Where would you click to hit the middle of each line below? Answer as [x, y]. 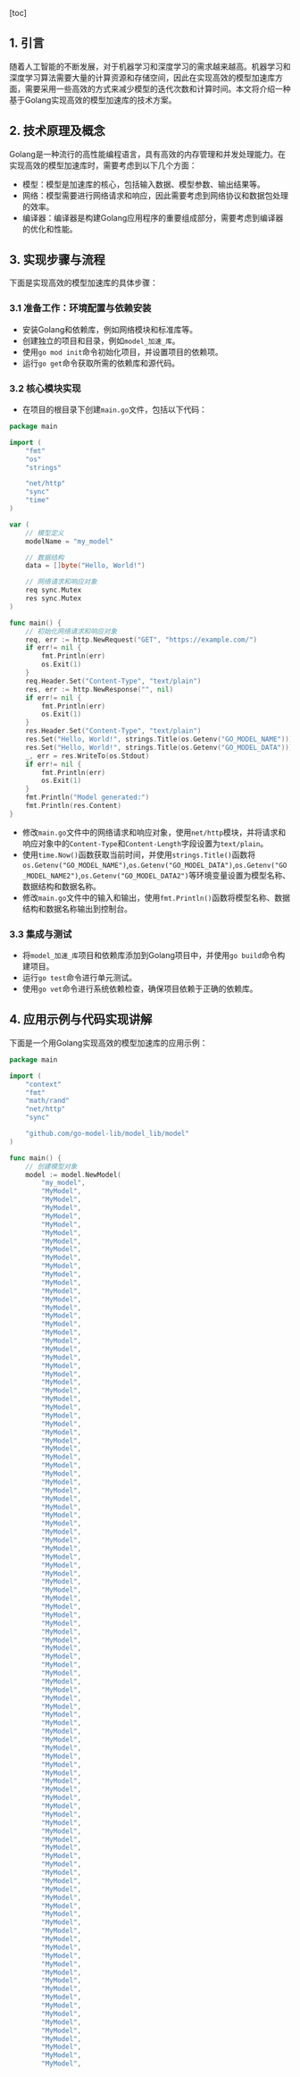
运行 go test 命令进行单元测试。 [79, 978]
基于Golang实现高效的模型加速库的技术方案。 [93, 100]
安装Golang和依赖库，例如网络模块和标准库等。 [110, 329]
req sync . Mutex [54, 590]
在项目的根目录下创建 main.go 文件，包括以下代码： [114, 409]
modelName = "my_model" [70, 541]
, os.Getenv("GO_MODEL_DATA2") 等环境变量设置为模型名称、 [185, 875]
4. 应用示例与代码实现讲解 [81, 1019]
